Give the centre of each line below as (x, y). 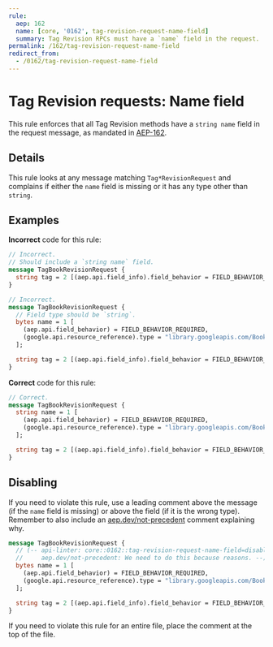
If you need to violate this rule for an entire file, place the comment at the (130, 626)
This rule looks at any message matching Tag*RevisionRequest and (120, 177)
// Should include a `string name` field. (81, 262)
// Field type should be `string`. (76, 315)
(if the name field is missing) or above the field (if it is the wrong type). (124, 511)
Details (26, 158)
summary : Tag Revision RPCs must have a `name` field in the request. (138, 39)
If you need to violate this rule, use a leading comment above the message (133, 502)
